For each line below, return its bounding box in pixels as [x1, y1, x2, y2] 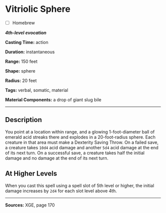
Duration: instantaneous [5, 49, 55, 55]
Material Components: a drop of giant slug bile [5, 97, 102, 102]
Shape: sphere [5, 68, 36, 74]
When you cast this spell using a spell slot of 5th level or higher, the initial [5, 182, 155, 188]
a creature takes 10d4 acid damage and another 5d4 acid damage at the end [5, 144, 159, 150]
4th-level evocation [5, 30, 47, 36]
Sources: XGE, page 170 [5, 202, 55, 208]
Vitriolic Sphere [5, 3, 71, 15]
